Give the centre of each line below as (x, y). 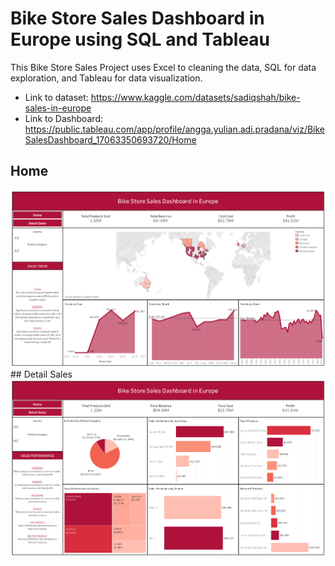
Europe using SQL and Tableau (140, 39)
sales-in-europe (58, 108)
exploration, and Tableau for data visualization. (106, 78)
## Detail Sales (41, 374)
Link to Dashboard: (64, 118)
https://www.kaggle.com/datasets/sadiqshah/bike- (195, 97)
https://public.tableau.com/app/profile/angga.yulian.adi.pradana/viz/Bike (175, 129)
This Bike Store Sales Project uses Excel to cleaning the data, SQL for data (163, 67)
